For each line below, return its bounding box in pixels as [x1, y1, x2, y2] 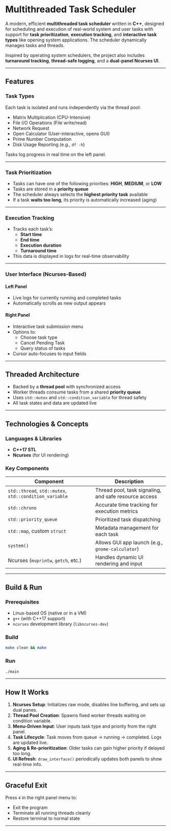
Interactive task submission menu [12, 323, 83, 330]
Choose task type [20, 334, 58, 340]
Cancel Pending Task [20, 339, 65, 346]
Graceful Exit [5, 781, 47, 790]
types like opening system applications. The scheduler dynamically [5, 37, 147, 43]
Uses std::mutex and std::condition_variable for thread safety [12, 395, 147, 401]
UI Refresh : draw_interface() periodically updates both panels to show [12, 756, 162, 762]
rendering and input [95, 560, 142, 567]
